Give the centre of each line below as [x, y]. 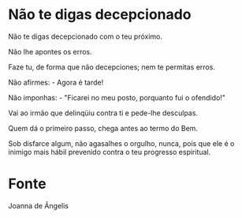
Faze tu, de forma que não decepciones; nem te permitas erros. [112, 67]
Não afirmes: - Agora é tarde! [56, 82]
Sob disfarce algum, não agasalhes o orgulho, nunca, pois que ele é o [121, 143]
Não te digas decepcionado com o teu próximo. [86, 36]
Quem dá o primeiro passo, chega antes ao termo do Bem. [103, 128]
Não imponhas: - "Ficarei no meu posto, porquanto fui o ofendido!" [117, 97]
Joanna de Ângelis [39, 205]
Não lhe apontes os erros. [50, 51]
